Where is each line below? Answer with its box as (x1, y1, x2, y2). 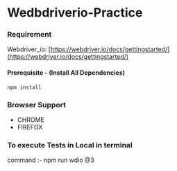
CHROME (17, 116, 45, 124)
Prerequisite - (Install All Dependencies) (7, 69, 125, 77)
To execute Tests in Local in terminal (7, 140, 133, 150)
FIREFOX (17, 123, 43, 131)
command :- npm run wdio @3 (7, 156, 95, 164)
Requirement (7, 30, 52, 39)
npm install (7, 84, 42, 91)
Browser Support (7, 100, 66, 109)
